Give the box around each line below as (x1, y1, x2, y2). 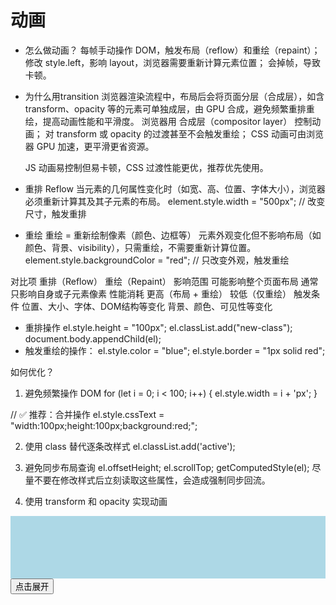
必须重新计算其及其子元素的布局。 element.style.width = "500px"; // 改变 (24, 195, 326, 207)
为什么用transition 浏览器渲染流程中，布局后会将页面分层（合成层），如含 (24, 90, 325, 102)
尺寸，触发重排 (24, 207, 87, 220)
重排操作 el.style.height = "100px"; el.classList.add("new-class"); (24, 321, 293, 333)
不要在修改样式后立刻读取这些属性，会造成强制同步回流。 (33, 474, 271, 486)
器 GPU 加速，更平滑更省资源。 (24, 140, 155, 152)
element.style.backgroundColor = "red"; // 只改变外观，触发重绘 (24, 254, 290, 266)
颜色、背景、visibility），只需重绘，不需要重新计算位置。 (24, 241, 257, 253)
